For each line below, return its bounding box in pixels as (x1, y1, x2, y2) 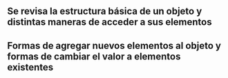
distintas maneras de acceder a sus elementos (7, 17, 212, 28)
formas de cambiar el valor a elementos (7, 50, 181, 62)
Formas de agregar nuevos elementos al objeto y (7, 39, 221, 51)
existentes (7, 61, 54, 73)
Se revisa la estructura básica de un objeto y (7, 6, 202, 17)
